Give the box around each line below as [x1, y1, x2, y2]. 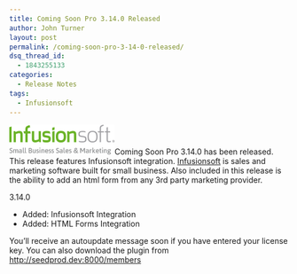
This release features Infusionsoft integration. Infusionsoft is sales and [9, 155, 266, 166]
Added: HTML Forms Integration [21, 218, 140, 229]
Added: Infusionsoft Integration [21, 208, 137, 219]
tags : [9, 89, 29, 98]
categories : [9, 71, 53, 80]
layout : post [9, 33, 58, 42]
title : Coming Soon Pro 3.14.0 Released [9, 14, 161, 23]
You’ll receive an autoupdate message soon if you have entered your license [9, 235, 288, 246]
